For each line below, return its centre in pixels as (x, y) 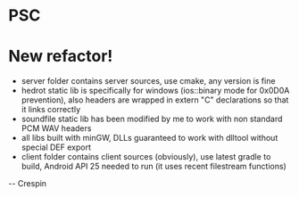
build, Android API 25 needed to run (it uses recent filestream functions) (154, 167)
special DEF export (56, 147)
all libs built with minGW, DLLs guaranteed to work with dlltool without (149, 138)
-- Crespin (27, 184)
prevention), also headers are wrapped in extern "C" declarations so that (155, 100)
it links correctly (51, 110)
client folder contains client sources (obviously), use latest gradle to (146, 157)
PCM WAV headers (56, 128)
